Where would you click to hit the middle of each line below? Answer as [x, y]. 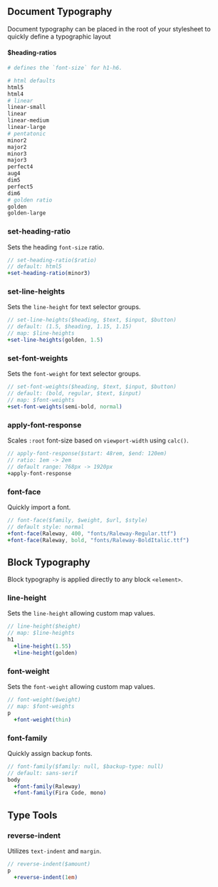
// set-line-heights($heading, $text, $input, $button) [92, 320]
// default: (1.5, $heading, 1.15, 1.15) [70, 327]
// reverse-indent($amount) [49, 864]
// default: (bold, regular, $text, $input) [74, 394]
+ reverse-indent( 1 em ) [46, 877]
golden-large [27, 213]
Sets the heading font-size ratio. [56, 247]
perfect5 [20, 187]
